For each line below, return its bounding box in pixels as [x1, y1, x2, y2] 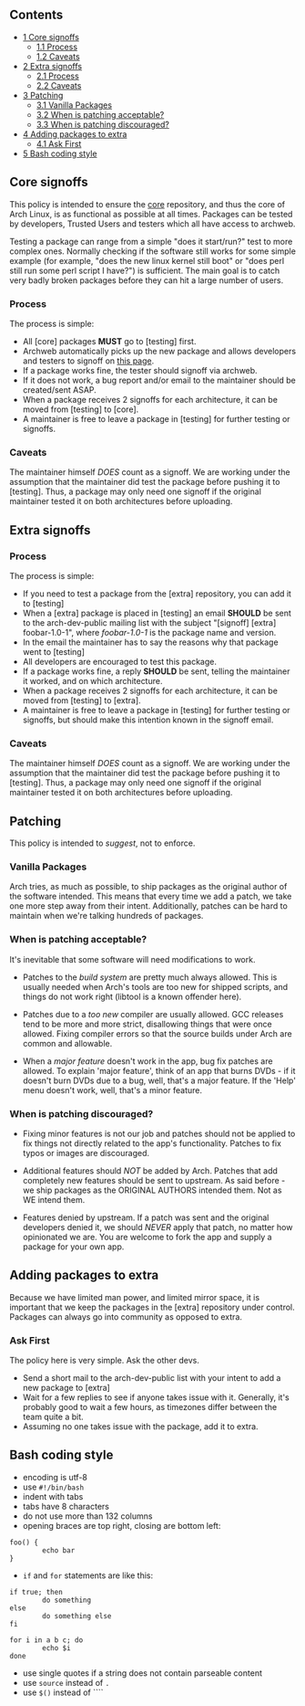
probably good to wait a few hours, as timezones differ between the [22, 1402, 278, 1413]
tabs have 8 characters [22, 1501, 109, 1511]
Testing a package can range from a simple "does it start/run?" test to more [9, 236, 293, 247]
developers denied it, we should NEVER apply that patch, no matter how [22, 1221, 293, 1232]
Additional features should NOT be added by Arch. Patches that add [22, 1164, 278, 1176]
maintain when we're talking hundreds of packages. [9, 911, 204, 921]
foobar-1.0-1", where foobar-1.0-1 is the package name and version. [22, 627, 277, 637]
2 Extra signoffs [22, 60, 83, 71]
